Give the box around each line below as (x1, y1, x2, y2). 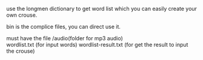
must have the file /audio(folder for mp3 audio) (6, 35, 123, 41)
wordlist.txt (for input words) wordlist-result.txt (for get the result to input (6, 41, 188, 48)
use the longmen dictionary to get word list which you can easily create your (6, 5, 197, 12)
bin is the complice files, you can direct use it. (6, 23, 121, 30)
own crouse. (6, 11, 38, 19)
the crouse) (6, 47, 35, 55)
